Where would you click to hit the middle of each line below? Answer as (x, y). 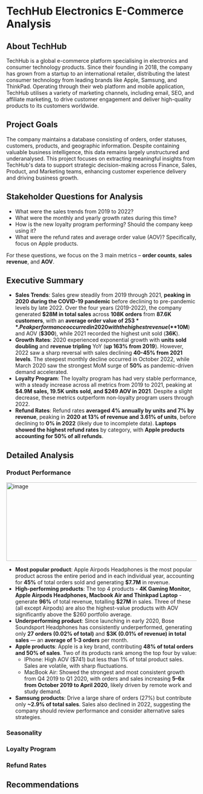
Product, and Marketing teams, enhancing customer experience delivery (96, 171)
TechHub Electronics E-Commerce (95, 11)
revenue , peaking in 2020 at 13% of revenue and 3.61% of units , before (105, 417)
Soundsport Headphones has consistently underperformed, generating (103, 627)
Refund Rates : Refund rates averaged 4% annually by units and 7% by (105, 411)
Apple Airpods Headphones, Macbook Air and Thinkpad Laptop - (98, 595)
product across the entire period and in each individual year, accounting (105, 576)
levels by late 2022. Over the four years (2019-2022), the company (98, 308)
